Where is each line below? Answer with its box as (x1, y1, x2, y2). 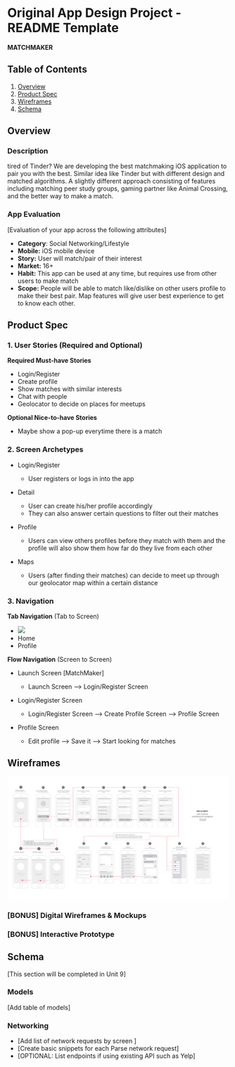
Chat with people (17, 392, 68, 401)
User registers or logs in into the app (27, 474, 134, 483)
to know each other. (17, 299, 76, 307)
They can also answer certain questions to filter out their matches (27, 509, 219, 518)
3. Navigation (7, 596, 54, 606)
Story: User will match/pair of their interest (17, 254, 142, 262)
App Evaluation (7, 210, 61, 219)
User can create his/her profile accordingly (27, 501, 153, 510)
